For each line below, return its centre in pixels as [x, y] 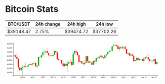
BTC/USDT [19, 24]
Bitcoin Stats [32, 9]
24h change [48, 24]
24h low [104, 24]
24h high [77, 24]
